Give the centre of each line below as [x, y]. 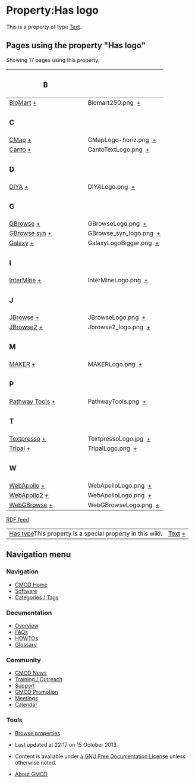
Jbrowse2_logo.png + [119, 327]
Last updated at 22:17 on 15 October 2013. [66, 744]
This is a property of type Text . [44, 27]
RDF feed [18, 519]
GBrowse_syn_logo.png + [124, 233]
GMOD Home [31, 585]
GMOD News [31, 673]
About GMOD [31, 774]
